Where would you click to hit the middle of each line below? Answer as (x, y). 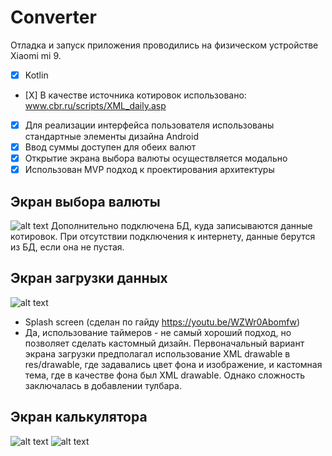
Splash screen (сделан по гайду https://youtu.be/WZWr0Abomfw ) (162, 322)
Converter (53, 17)
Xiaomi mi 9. (36, 55)
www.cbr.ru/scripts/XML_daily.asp (95, 105)
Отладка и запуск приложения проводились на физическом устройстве (164, 45)
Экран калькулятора (79, 417)
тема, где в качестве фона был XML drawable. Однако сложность (165, 375)
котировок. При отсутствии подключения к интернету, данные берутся (163, 237)
